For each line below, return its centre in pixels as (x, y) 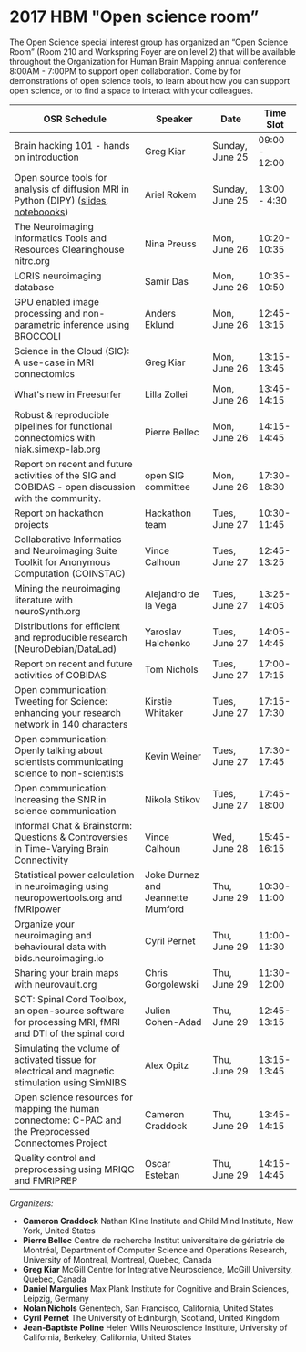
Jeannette (166, 897)
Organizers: (31, 1203)
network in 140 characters (71, 724)
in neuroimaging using (61, 886)
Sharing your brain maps (67, 972)
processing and (47, 313)
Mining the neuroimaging (67, 588)
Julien (158, 1011)
